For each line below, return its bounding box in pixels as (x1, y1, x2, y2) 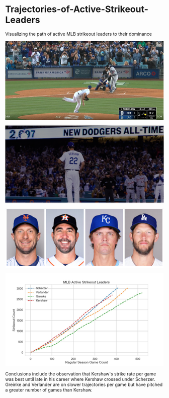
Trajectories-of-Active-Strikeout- (5, 4, 148, 15)
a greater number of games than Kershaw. (5, 386, 93, 393)
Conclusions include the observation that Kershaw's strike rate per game (5, 371, 156, 377)
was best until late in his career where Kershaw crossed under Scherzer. (5, 376, 155, 382)
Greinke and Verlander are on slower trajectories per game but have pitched (5, 381, 163, 387)
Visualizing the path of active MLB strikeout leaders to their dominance (5, 31, 152, 37)
